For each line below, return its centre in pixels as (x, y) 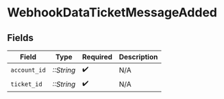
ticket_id (26, 84)
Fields (21, 38)
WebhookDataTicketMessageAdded (112, 13)
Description (138, 57)
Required (97, 57)
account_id (28, 70)
